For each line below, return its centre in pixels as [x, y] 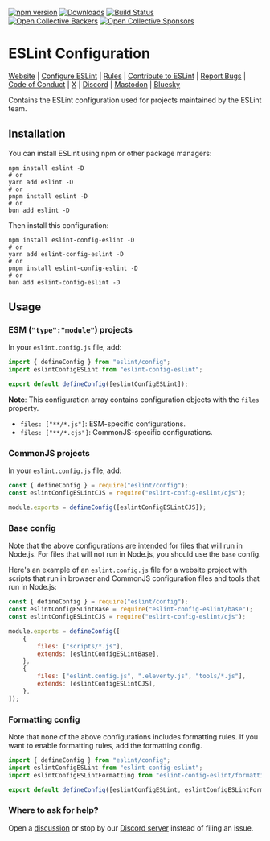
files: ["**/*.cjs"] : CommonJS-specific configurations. [116, 433]
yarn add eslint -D [41, 182]
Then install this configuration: [59, 225]
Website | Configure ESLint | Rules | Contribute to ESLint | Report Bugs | [127, 76]
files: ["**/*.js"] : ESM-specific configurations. [103, 424]
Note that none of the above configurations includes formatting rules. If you [133, 736]
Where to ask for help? [53, 810]
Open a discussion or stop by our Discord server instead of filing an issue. [131, 828]
